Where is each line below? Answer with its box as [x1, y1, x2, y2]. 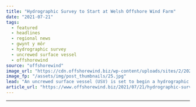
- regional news [11, 35, 51, 41]
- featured [11, 24, 38, 31]
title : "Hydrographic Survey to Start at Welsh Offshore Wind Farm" [6, 8, 176, 15]
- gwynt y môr [11, 41, 45, 47]
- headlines [11, 30, 41, 36]
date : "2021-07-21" [6, 14, 54, 20]
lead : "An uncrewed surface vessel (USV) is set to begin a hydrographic [6, 79, 190, 85]
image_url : [6, 68, 33, 74]
